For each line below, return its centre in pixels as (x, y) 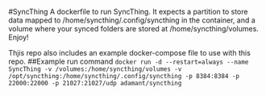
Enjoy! (19, 37)
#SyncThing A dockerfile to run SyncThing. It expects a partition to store (128, 12)
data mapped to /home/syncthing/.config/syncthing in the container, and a (132, 20)
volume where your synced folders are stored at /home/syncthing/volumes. (134, 29)
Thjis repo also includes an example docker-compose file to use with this (130, 53)
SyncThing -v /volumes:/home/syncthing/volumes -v (95, 69)
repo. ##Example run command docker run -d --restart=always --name (129, 61)
